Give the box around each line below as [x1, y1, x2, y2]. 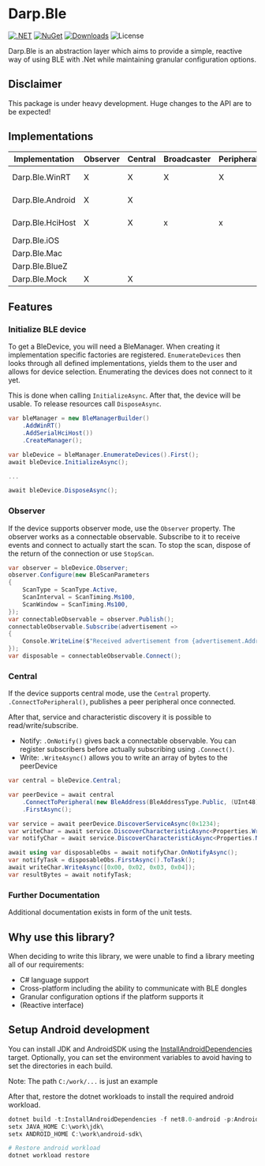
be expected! [8, 107, 51, 116]
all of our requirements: [8, 960, 84, 969]
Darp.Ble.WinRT [12, 172, 71, 183]
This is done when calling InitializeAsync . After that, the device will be [8, 391, 241, 400]
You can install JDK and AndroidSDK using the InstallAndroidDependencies [8, 1044, 252, 1054]
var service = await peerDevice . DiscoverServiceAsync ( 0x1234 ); [8, 820, 221, 828]
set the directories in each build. [8, 1061, 113, 1070]
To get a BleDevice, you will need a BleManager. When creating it [8, 341, 220, 352]
